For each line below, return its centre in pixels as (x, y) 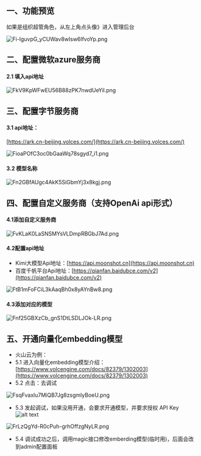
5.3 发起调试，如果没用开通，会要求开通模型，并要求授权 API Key (97, 408)
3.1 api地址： (23, 128)
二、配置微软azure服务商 (53, 60)
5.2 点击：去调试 (36, 383)
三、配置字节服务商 (42, 111)
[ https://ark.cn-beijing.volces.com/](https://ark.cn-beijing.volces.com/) (95, 142)
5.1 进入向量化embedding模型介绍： (60, 363)
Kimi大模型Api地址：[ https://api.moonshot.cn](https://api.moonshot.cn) (105, 263)
